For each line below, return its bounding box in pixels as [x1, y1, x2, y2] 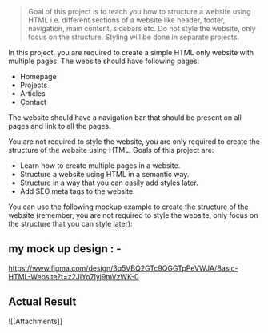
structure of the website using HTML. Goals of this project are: [8, 146, 214, 154]
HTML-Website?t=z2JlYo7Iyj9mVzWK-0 [8, 271, 139, 281]
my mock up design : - [8, 242, 122, 255]
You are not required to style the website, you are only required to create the [8, 137, 260, 146]
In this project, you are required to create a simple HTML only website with [8, 48, 254, 57]
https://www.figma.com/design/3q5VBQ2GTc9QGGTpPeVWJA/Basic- [8, 263, 238, 273]
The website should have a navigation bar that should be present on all [8, 113, 242, 122]
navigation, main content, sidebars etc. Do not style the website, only [27, 24, 256, 33]
